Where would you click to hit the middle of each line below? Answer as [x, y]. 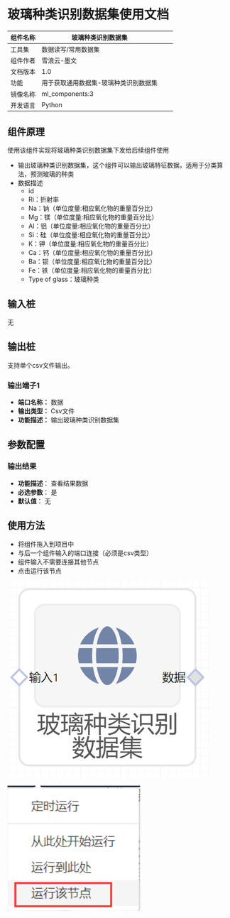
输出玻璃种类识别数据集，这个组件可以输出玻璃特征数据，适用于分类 [117, 165]
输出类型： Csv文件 [46, 411]
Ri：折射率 [43, 200]
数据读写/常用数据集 [71, 49]
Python [52, 105]
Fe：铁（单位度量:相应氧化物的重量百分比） [92, 271]
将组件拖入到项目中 [46, 544]
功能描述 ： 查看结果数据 [53, 483]
